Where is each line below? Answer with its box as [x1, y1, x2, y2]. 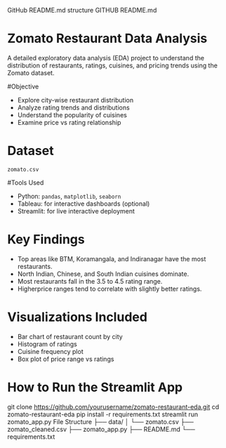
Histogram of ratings [17, 340, 77, 348]
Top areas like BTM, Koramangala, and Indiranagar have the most [17, 254, 206, 263]
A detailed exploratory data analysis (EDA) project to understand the [7, 53, 205, 62]
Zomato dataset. [7, 68, 55, 77]
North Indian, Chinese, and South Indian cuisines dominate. [17, 270, 190, 278]
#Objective [7, 82, 39, 91]
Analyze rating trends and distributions [17, 103, 130, 112]
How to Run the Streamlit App [7, 379, 183, 395]
